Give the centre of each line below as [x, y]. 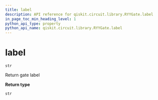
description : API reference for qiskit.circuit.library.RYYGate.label [79, 14]
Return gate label [22, 75]
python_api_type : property [33, 24]
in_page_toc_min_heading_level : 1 [41, 19]
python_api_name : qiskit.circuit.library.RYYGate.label [64, 28]
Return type [18, 85]
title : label [19, 10]
